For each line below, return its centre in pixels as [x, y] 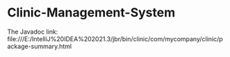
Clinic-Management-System [91, 13]
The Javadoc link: [33, 32]
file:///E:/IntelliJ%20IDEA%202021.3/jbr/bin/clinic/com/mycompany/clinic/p [115, 38]
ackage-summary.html [39, 46]
